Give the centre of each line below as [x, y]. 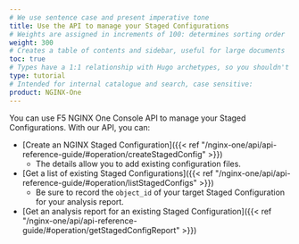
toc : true [28, 59]
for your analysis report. [80, 201]
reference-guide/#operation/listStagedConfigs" [110, 182]
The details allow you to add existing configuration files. [138, 164]
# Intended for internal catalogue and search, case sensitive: [131, 84]
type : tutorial [37, 76]
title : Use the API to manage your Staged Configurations [119, 26]
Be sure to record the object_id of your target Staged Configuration [160, 192]
